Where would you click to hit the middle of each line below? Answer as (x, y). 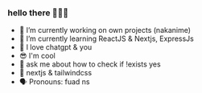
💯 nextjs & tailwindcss (56, 73)
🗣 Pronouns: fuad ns (54, 82)
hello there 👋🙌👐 (38, 13)
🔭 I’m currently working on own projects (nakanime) (105, 30)
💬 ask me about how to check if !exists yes (90, 64)
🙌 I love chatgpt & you (56, 47)
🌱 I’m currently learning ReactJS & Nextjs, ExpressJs (106, 38)
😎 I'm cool (37, 56)
